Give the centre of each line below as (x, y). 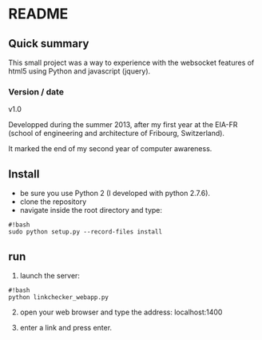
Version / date (36, 91)
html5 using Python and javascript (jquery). (79, 71)
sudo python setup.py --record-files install (85, 232)
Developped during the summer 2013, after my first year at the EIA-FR (123, 125)
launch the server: (50, 275)
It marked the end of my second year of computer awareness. (110, 149)
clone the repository (53, 202)
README (38, 14)
